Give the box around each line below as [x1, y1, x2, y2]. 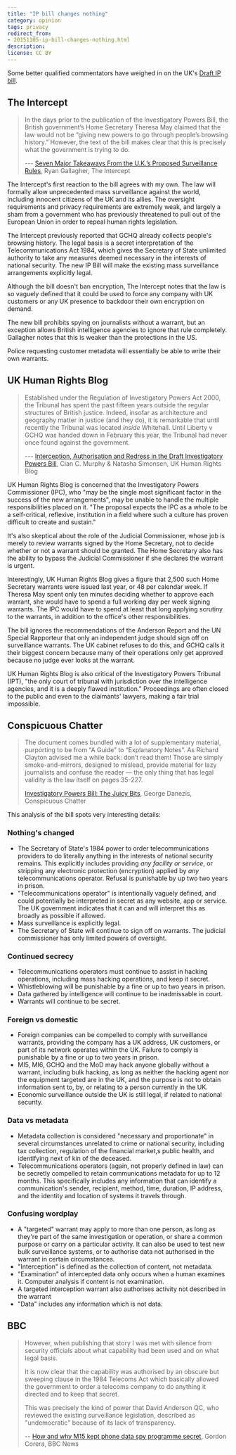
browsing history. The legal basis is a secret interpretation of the [7, 239, 194, 247]
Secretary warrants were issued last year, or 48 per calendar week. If [7, 582, 208, 591]
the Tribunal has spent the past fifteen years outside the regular [24, 400, 209, 409]
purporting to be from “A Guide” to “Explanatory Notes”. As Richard [24, 746, 219, 754]
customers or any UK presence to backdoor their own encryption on [7, 297, 205, 305]
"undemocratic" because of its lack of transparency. [24, 1418, 176, 1427]
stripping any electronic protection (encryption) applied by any [17, 866, 199, 875]
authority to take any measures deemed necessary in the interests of [7, 253, 207, 262]
